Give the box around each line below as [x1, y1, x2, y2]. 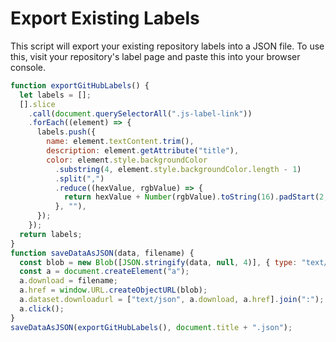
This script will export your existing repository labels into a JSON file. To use [10, 40, 325, 52]
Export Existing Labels [10, 7, 200, 30]
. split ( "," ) [54, 173, 105, 184]
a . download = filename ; [19, 276, 118, 286]
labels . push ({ [36, 127, 97, 137]
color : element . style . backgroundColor [46, 155, 208, 165]
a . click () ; [19, 303, 65, 314]
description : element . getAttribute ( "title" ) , [46, 146, 240, 156]
